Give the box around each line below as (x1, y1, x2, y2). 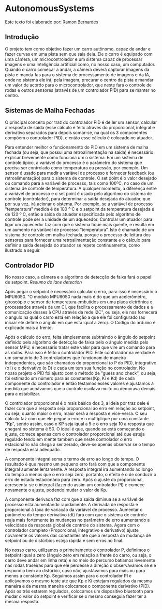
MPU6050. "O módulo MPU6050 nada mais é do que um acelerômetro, (5, 294, 147, 300)
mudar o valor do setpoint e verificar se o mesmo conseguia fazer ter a (5, 593, 147, 599)
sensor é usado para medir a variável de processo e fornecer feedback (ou (5, 170, 155, 176)
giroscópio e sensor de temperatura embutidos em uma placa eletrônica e (5, 299, 153, 305)
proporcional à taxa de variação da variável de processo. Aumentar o (5, 507, 143, 512)
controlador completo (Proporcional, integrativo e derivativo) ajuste (5, 527, 139, 533)
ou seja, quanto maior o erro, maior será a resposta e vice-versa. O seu (5, 411, 147, 416)
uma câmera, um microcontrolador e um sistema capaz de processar (5, 56, 143, 62)
